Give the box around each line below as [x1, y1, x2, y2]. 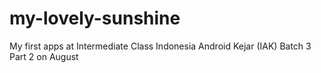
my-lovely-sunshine [9, 7, 181, 30]
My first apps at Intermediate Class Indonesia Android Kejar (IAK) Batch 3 [9, 40, 312, 52]
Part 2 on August [9, 50, 79, 62]
